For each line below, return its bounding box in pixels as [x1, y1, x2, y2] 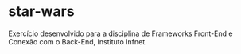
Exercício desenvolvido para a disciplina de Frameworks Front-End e [8, 29, 233, 38]
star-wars [8, 2, 75, 21]
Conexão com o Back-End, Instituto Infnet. [8, 37, 147, 46]
